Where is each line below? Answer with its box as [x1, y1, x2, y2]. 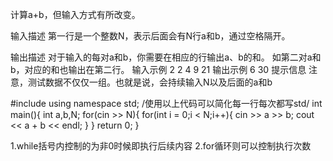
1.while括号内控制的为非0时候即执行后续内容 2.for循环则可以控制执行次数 [10, 140, 312, 152]
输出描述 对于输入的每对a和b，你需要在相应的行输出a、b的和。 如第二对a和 [10, 51, 322, 63]
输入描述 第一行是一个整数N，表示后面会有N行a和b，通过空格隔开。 [10, 30, 291, 42]
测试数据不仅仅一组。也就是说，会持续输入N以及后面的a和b [27, 76, 273, 88]
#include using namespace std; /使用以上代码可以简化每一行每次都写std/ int [10, 98, 323, 109]
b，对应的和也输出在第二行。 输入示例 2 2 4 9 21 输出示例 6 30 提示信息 [10, 64, 307, 75]
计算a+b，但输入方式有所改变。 [10, 9, 141, 20]
